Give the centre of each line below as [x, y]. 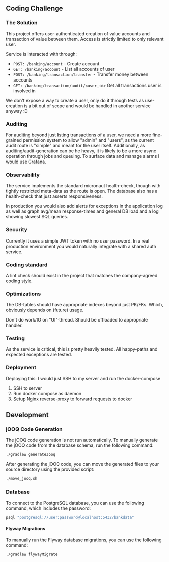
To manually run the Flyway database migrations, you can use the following [84, 540]
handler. [14, 325]
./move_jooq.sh [22, 479]
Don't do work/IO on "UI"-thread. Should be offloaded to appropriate [77, 320]
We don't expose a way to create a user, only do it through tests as [75, 100]
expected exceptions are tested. [39, 355]
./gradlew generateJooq [31, 455]
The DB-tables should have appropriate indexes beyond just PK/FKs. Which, [85, 305]
